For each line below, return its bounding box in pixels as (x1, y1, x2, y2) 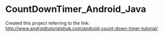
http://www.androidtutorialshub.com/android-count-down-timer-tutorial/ (5, 25, 158, 31)
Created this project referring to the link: (5, 20, 90, 26)
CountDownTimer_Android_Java (5, 3, 147, 15)
